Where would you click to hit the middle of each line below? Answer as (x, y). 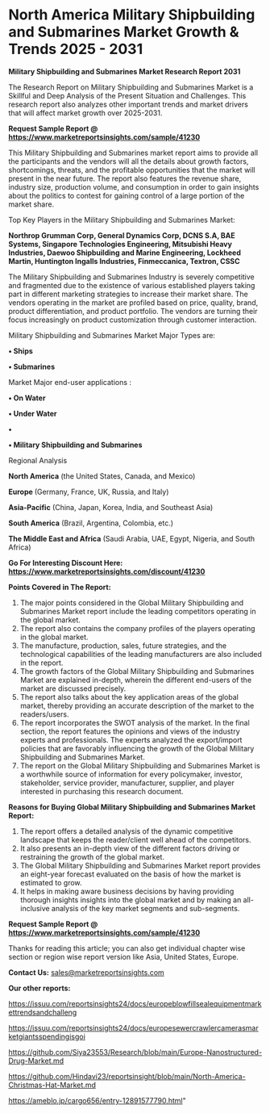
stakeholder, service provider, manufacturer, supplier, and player (127, 782)
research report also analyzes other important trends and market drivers (128, 104)
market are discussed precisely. (73, 688)
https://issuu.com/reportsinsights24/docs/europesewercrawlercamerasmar (134, 1027)
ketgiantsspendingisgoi (47, 1036)
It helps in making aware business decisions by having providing (127, 891)
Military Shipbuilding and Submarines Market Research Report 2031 (125, 71)
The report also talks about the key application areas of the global (129, 697)
